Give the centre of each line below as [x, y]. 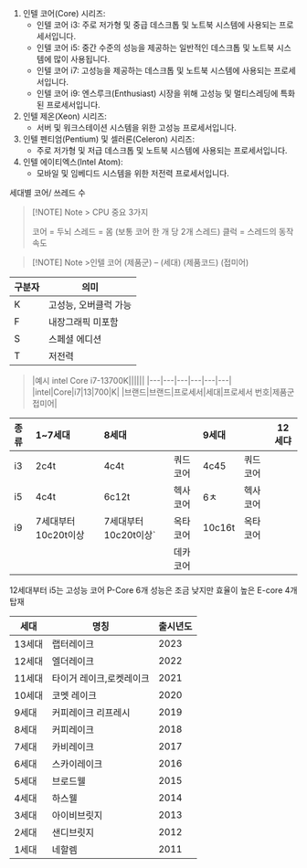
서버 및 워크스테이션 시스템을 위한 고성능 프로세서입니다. [137, 127]
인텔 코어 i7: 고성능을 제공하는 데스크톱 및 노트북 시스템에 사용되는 [154, 70]
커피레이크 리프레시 [91, 713]
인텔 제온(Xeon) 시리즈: [65, 116]
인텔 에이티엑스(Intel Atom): [73, 162]
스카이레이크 [77, 764]
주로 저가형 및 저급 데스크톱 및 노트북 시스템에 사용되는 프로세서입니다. [162, 150]
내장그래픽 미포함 [84, 322]
